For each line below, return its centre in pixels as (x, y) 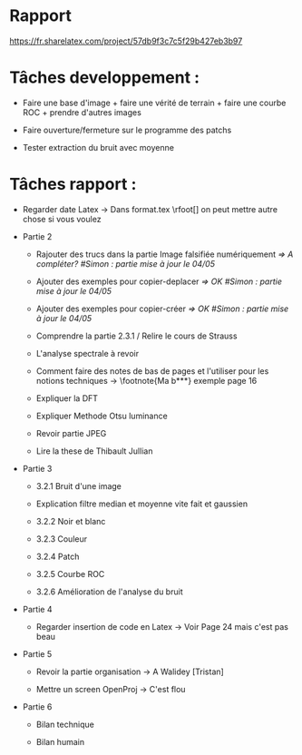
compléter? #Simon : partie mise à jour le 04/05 (126, 263)
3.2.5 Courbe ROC (70, 574)
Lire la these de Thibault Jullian (94, 451)
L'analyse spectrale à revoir (87, 353)
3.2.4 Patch (58, 556)
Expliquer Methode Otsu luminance (102, 416)
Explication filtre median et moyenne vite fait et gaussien (141, 504)
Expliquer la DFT (67, 398)
